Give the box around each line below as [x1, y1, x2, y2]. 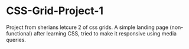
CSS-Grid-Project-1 [6, 4, 104, 18]
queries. [6, 36, 27, 43]
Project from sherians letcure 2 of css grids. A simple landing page [6, 24, 169, 31]
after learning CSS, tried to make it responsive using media [33, 30, 177, 37]
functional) [6, 30, 32, 37]
